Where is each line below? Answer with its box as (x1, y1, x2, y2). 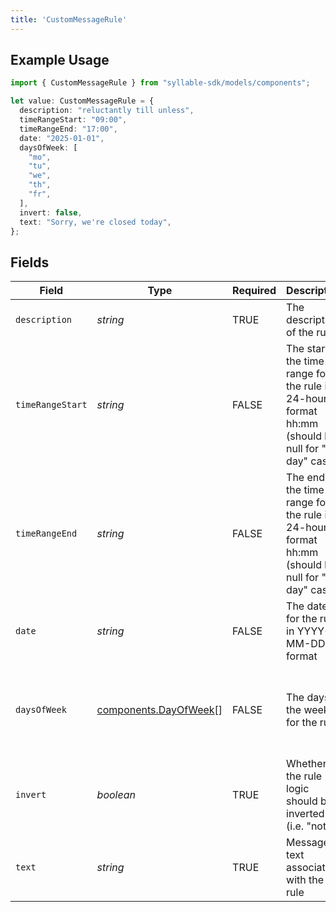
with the (286, 873, 325, 887)
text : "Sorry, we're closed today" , (19, 217, 172, 227)
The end (286, 471, 326, 485)
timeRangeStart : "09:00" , (19, 115, 128, 125)
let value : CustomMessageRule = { (10, 96, 155, 106)
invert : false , (19, 207, 83, 218)
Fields (10, 254, 50, 271)
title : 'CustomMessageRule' (10, 14, 128, 25)
